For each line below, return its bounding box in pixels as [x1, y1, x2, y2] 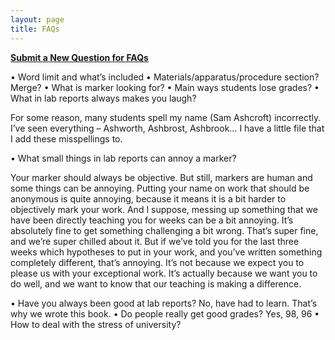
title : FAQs [10, 24, 60, 34]
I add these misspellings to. [10, 132, 123, 145]
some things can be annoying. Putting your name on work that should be [10, 182, 310, 194]
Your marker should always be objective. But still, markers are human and [10, 171, 313, 183]
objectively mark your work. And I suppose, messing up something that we [10, 203, 318, 215]
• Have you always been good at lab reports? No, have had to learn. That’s [10, 297, 318, 309]
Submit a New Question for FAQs [10, 51, 149, 63]
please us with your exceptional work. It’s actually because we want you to [10, 267, 318, 279]
